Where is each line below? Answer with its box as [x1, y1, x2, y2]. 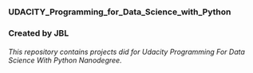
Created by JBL [8, 27, 69, 38]
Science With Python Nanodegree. [8, 56, 122, 65]
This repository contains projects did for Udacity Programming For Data [8, 47, 246, 57]
